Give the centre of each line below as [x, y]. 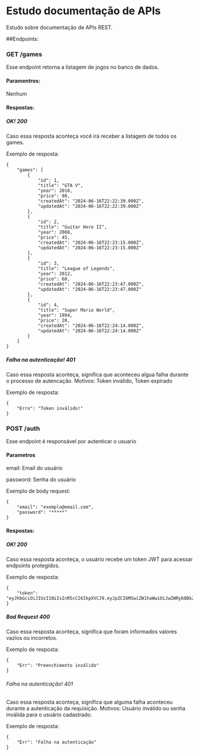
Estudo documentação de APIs [84, 11]
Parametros [21, 455]
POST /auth [23, 428]
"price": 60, [54, 279]
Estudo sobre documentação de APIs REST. [60, 27]
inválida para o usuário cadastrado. [49, 715]
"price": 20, [54, 320]
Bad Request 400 [28, 617]
